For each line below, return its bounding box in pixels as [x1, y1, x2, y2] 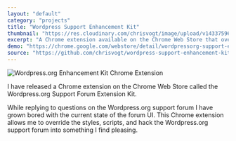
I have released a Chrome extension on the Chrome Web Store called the [7, 82, 218, 90]
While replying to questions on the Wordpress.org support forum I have [7, 103, 214, 112]
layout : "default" [7, 10, 61, 18]
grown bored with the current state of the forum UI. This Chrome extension [7, 110, 224, 119]
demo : [7, 43, 23, 50]
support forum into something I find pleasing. [7, 126, 138, 134]
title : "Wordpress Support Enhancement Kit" [7, 23, 140, 30]
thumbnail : [7, 29, 39, 37]
